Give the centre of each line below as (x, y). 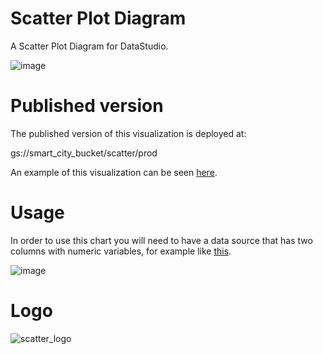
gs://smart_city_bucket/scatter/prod (84, 153)
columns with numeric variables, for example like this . (121, 251)
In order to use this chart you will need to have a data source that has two (161, 240)
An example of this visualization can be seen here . (114, 172)
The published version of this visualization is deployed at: (128, 133)
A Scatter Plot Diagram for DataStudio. (89, 46)
